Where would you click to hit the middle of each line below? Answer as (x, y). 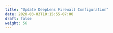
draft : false (18, 18)
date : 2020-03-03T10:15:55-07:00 (39, 14)
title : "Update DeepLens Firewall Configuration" (57, 9)
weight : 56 (16, 23)
